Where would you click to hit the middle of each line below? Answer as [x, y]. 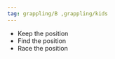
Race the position [43, 48]
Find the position [42, 41]
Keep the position [43, 33]
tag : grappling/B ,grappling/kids [58, 14]
